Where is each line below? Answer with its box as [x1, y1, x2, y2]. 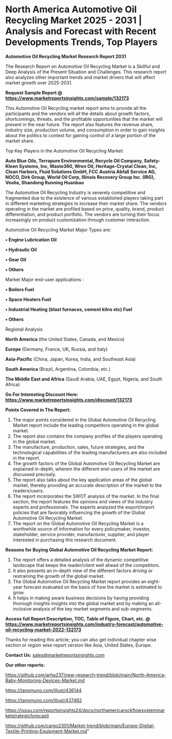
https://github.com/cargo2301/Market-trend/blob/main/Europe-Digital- [5, 723, 155, 729]
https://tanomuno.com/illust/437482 [5, 697, 82, 703]
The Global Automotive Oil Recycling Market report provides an [12, 578, 147, 584]
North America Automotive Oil [5, 4, 137, 15]
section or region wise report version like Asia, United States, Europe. [5, 642, 152, 648]
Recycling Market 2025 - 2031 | [5, 14, 142, 26]
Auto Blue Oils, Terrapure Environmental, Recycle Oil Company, [5, 158, 143, 164]
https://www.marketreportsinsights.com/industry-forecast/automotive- [5, 621, 164, 627]
